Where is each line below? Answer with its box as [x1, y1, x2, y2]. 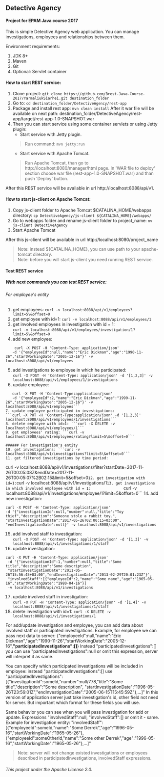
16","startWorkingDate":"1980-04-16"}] [5, 581, 87, 586]
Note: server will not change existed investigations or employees [17, 750, 148, 756]
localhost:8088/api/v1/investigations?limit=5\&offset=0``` [5, 452, 131, 456]
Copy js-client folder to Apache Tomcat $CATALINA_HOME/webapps [12, 207, 152, 213]
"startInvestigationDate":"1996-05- [84, 684, 155, 690]
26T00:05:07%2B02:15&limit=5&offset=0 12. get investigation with [5, 475, 145, 481]
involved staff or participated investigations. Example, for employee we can [5, 628, 157, 634]
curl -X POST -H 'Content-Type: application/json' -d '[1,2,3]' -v [12, 373, 153, 378]
